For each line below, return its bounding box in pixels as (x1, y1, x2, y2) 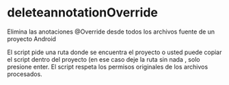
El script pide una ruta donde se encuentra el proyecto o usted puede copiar (7, 48, 222, 56)
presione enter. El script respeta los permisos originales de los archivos (7, 62, 208, 71)
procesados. (7, 70, 42, 78)
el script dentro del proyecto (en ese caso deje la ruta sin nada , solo (7, 55, 200, 63)
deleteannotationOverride (7, 5, 159, 21)
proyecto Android (7, 34, 57, 42)
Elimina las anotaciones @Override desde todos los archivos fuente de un (7, 27, 215, 36)
